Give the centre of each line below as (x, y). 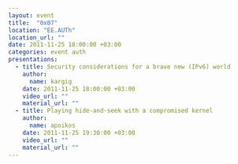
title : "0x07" (33, 23)
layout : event (32, 15)
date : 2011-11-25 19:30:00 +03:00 (79, 132)
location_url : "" (37, 37)
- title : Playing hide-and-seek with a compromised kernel (114, 111)
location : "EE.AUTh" (42, 30)
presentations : (33, 60)
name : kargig (50, 81)
